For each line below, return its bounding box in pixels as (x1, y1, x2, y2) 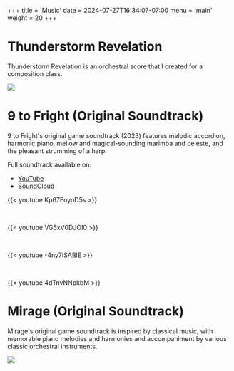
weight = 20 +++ (7, 14, 57, 22)
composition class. (7, 69, 63, 78)
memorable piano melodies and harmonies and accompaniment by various (7, 334, 227, 343)
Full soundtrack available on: (7, 160, 91, 169)
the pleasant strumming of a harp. (7, 146, 107, 155)
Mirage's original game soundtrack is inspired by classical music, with (7, 327, 213, 335)
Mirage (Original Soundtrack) (7, 303, 184, 320)
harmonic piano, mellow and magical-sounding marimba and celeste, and (7, 139, 223, 147)
